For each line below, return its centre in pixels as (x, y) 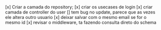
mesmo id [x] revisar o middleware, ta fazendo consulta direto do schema (81, 22)
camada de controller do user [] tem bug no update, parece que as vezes (80, 12)
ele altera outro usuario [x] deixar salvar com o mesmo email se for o (76, 17)
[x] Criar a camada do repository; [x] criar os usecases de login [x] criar (79, 7)
